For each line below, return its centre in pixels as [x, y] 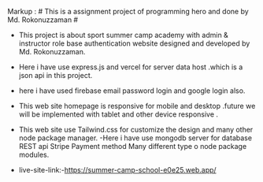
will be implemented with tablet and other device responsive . [118, 114]
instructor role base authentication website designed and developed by [134, 43]
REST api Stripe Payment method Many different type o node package [133, 146]
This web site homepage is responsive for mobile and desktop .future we [137, 106]
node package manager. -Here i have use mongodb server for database [135, 138]
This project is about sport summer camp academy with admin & [124, 35]
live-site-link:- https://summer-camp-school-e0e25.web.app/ [118, 170]
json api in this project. [56, 75]
